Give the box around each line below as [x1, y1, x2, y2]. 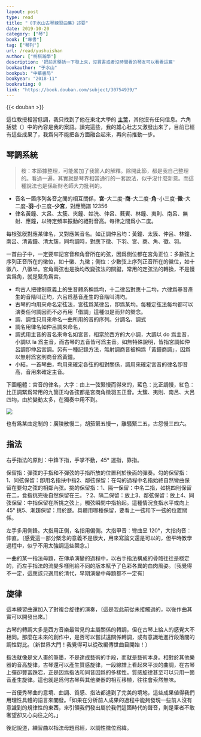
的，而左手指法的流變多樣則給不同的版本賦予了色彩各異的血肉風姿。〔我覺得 [6, 562, 193, 569]
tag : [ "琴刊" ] [6, 43, 40, 49]
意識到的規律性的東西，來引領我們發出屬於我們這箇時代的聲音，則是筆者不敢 [6, 704, 195, 711]
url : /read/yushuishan [6, 48, 63, 54]
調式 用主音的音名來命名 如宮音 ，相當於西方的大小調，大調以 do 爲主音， [14, 331, 193, 338]
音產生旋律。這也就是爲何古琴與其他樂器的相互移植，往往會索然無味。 [6, 676, 179, 684]
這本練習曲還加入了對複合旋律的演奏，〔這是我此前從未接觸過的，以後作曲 [6, 606, 187, 613]
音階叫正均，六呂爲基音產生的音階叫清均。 [25, 293, 130, 300]
